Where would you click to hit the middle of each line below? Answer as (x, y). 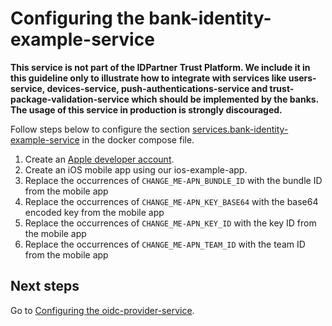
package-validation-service (70, 99)
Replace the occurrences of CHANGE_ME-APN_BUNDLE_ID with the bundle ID (173, 180)
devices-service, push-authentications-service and (157, 88)
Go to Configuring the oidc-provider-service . (102, 310)
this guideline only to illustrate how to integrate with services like (148, 78)
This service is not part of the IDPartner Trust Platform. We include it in (160, 67)
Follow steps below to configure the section (100, 129)
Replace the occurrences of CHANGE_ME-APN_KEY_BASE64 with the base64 (171, 201)
